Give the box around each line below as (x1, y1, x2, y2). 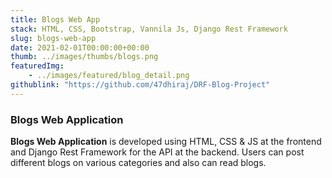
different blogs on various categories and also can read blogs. (10, 157, 267, 169)
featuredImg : (10, 61, 65, 71)
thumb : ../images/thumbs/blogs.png (10, 52, 159, 62)
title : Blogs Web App (10, 14, 101, 25)
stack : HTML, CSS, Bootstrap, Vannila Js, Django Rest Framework (10, 24, 288, 34)
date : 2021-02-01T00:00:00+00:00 (10, 42, 150, 53)
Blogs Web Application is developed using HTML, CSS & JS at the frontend (10, 136, 322, 148)
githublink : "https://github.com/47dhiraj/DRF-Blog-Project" (10, 80, 271, 90)
